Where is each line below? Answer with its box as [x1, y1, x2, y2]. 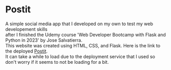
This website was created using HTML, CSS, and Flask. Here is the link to [5, 42, 161, 48]
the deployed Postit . [5, 48, 48, 54]
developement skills [5, 26, 48, 32]
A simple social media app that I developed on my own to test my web [5, 21, 153, 27]
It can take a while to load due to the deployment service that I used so [5, 53, 156, 60]
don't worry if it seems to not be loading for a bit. [5, 59, 109, 65]
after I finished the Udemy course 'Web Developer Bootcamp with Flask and [5, 31, 166, 38]
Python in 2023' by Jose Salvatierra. [5, 37, 83, 43]
